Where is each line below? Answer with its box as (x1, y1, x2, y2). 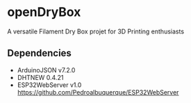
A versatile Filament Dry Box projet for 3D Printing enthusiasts (7, 27, 185, 35)
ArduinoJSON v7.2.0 (17, 65, 76, 74)
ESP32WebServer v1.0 (17, 81, 82, 89)
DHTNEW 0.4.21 (17, 73, 64, 81)
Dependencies (7, 47, 72, 59)
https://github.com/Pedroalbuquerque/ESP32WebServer (17, 88, 179, 96)
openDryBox (7, 4, 81, 20)
